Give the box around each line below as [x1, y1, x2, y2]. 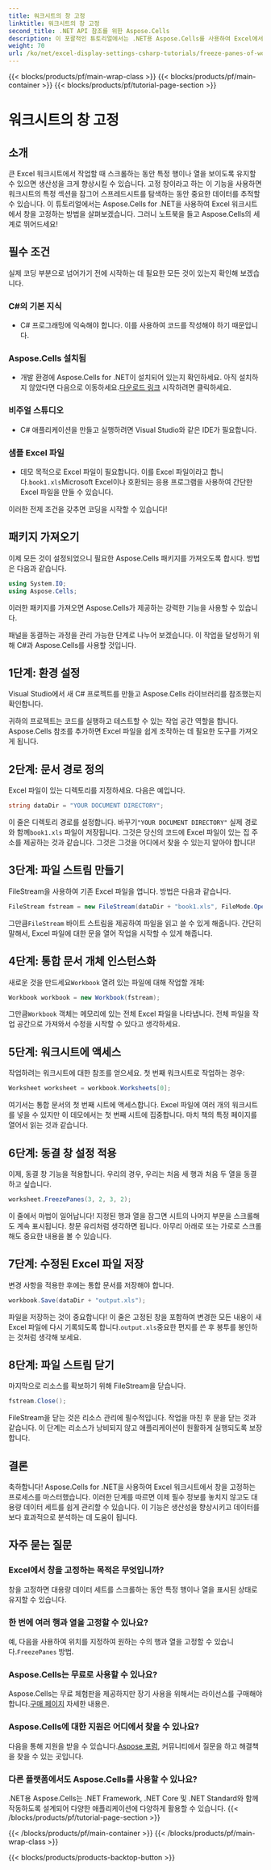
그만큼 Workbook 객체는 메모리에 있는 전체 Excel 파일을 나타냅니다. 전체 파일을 [8, 1009, 251, 1019]
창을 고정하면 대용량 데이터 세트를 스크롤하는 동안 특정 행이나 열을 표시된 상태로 [8, 1584, 258, 1594]
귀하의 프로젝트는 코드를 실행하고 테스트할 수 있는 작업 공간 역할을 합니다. [8, 717, 239, 726]
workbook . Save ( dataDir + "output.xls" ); [8, 1296, 147, 1305]
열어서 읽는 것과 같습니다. [8, 1120, 89, 1130]
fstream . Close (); [8, 1397, 67, 1406]
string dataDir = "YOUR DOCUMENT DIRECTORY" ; [8, 802, 164, 810]
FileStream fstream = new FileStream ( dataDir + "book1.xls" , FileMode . [8, 903, 254, 911]
